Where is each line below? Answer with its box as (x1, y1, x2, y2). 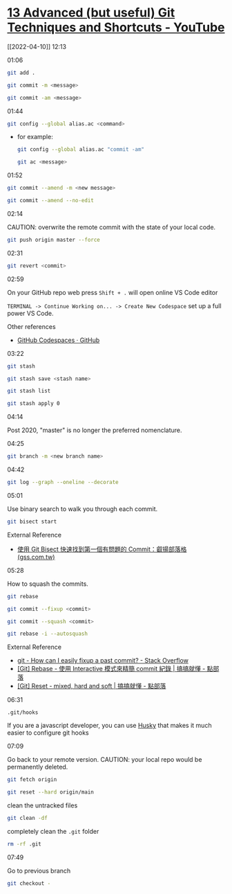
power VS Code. (7, 309, 54, 317)
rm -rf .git (7, 840, 41, 848)
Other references (7, 322, 57, 330)
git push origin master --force (7, 236, 100, 243)
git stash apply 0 (7, 400, 60, 407)
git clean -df (7, 815, 48, 822)
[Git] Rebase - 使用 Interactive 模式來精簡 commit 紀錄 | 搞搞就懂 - (17, 665, 206, 673)
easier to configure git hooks (7, 728, 89, 737)
